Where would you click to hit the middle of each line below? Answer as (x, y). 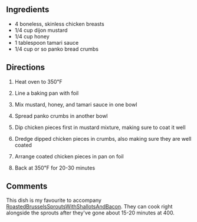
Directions (26, 67)
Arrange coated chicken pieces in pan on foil (69, 156)
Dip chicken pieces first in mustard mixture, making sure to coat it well (100, 127)
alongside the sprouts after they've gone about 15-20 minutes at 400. (91, 213)
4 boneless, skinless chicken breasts (59, 24)
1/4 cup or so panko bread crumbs (57, 49)
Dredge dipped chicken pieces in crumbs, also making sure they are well (103, 138)
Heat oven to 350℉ (39, 81)
